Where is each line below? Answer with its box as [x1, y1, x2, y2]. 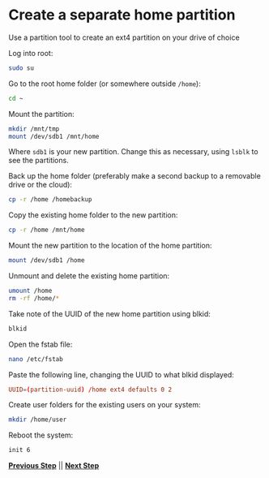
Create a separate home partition [8, 6, 236, 24]
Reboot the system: [8, 430, 74, 440]
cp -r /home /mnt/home [8, 226, 85, 235]
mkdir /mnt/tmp [8, 124, 60, 133]
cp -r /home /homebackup [8, 196, 92, 204]
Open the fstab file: [8, 339, 73, 349]
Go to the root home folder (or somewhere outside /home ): [8, 79, 201, 88]
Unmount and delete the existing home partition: [8, 271, 170, 281]
